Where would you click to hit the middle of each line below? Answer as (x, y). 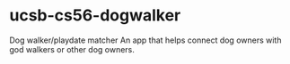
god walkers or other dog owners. (72, 49)
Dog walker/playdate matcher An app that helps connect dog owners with (145, 40)
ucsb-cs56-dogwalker (95, 16)
